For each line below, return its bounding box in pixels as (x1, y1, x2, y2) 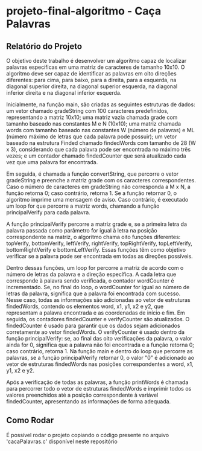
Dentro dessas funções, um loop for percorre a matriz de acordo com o (6, 264, 184, 271)
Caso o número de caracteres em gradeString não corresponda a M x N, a (6, 183, 191, 190)
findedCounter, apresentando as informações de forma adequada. (6, 398, 171, 405)
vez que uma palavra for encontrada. (6, 159, 98, 165)
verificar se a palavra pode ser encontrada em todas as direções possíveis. (6, 252, 193, 260)
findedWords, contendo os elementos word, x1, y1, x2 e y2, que (6, 303, 164, 310)
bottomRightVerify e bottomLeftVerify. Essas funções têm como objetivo (6, 246, 186, 253)
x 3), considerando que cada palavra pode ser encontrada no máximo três (6, 146, 191, 153)
